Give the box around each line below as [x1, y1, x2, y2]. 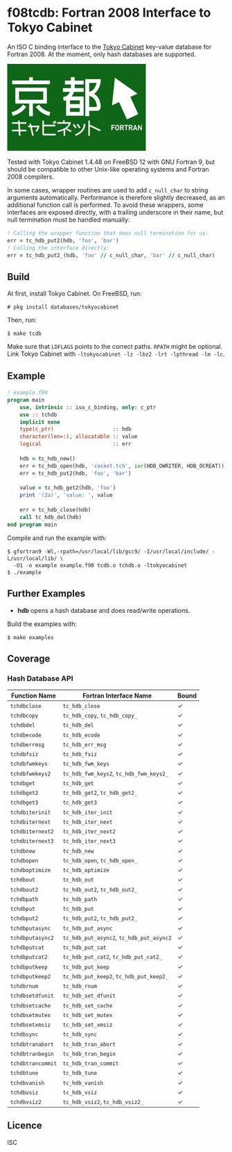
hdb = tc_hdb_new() [19, 455, 76, 462]
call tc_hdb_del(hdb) [19, 513, 82, 520]
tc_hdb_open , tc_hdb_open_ [62, 856, 138, 864]
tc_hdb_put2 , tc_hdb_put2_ [62, 914, 138, 922]
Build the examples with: [7, 620, 78, 628]
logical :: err [19, 441, 132, 447]
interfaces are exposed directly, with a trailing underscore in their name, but [7, 208, 224, 216]
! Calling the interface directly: [7, 245, 110, 252]
